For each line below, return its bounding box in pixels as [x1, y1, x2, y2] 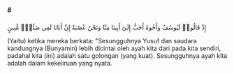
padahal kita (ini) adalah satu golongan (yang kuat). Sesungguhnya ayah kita [7, 51, 228, 59]
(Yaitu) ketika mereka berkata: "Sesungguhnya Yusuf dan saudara [7, 36, 197, 45]
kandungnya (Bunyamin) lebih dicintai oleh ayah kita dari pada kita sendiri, [7, 44, 221, 52]
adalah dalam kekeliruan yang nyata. [7, 59, 112, 67]
